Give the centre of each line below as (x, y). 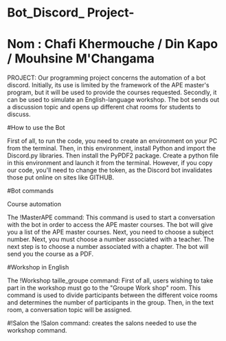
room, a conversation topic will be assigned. (69, 310)
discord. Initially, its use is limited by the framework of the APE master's (108, 85)
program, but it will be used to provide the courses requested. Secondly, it (112, 92)
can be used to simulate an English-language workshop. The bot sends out (113, 100)
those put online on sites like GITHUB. (61, 177)
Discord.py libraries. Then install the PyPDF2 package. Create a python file (113, 155)
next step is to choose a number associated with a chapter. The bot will (108, 247)
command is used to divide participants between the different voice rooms (113, 295)
